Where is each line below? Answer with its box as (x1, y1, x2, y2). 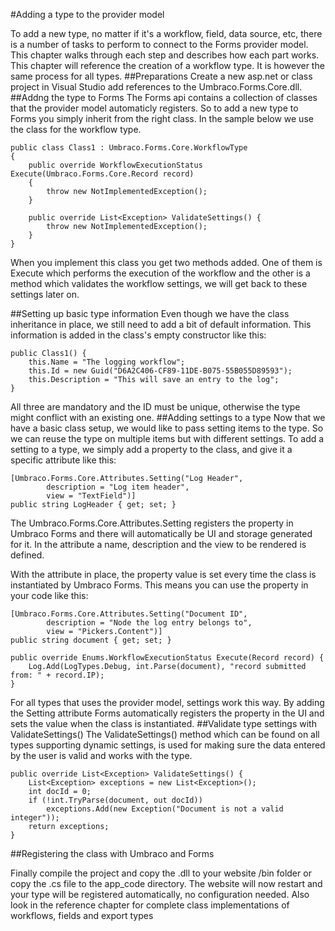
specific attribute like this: (10, 454, 117, 466)
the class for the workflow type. (10, 124, 142, 135)
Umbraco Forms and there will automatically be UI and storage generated (10, 528, 313, 539)
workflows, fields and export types (10, 910, 154, 921)
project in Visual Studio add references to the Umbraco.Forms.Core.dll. (10, 81, 303, 93)
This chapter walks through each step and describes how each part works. (10, 49, 320, 61)
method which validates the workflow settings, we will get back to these (10, 278, 308, 289)
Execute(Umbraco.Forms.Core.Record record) (10, 169, 195, 179)
